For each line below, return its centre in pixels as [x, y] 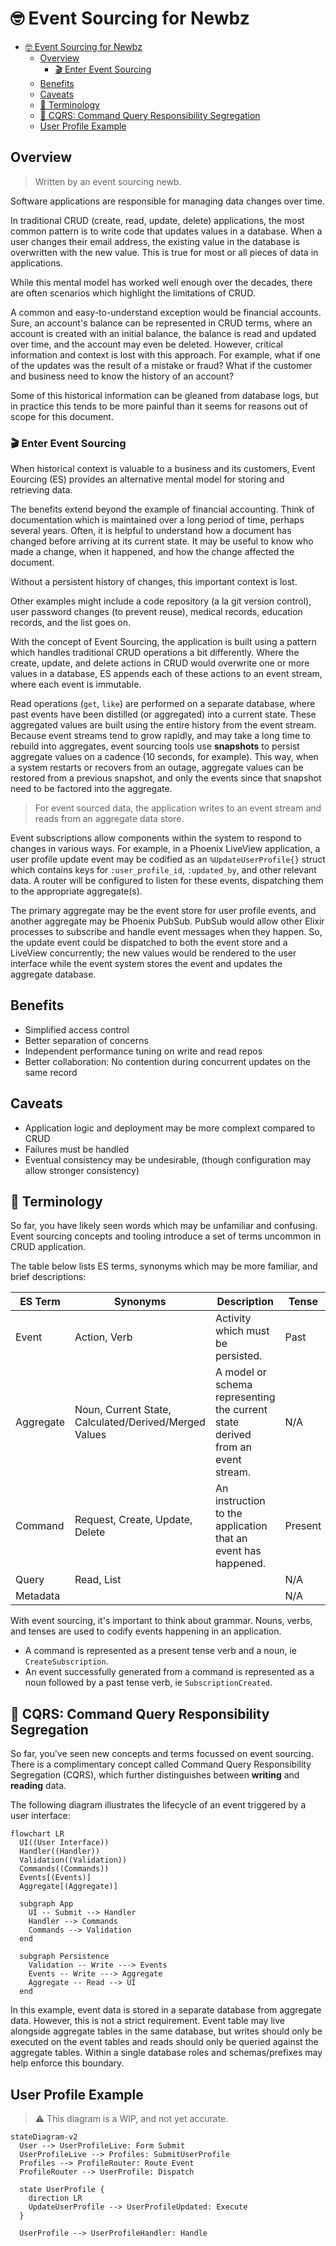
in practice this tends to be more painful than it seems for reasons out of [159, 406]
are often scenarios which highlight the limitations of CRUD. [133, 293]
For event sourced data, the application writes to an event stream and [178, 808]
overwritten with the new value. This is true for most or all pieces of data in [164, 252]
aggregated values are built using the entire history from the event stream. [163, 725]
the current [241, 1410]
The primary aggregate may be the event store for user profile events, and [163, 911]
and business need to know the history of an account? [122, 376]
